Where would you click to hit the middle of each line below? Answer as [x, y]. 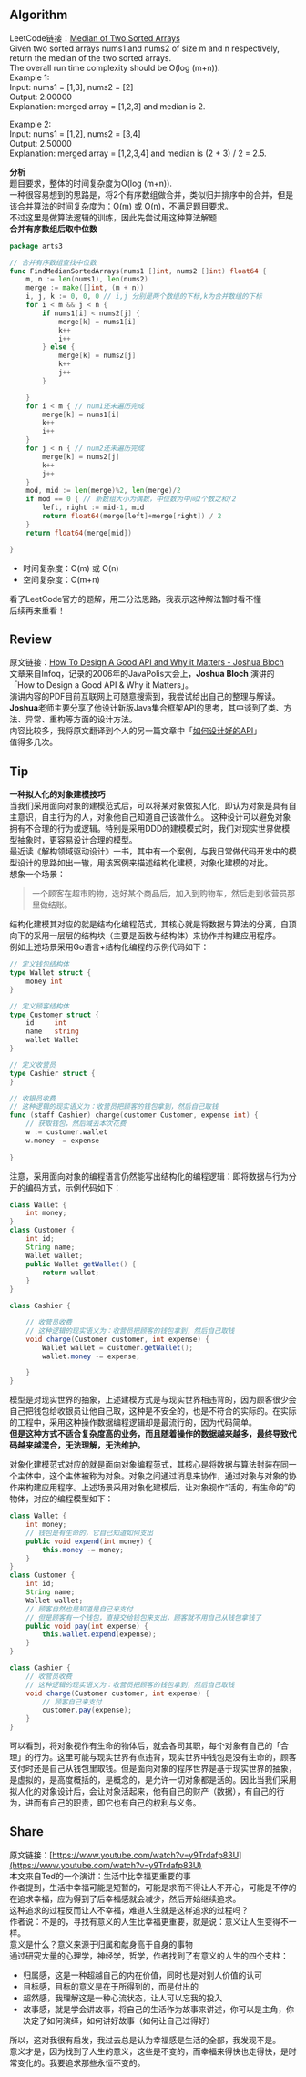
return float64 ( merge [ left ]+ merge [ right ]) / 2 [132, 517]
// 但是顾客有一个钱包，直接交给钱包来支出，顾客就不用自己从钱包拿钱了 [144, 1617]
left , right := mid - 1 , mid [93, 508]
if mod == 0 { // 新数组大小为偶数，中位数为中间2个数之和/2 [131, 499]
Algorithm [39, 15]
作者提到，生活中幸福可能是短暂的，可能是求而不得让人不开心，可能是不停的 [153, 1887]
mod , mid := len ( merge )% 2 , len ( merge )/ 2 [103, 491]
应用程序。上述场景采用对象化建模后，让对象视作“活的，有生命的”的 [168, 1488]
